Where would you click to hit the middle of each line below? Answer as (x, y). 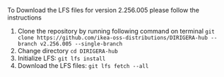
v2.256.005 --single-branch (81, 44)
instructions (25, 17)
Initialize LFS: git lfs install (61, 58)
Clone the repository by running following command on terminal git (116, 31)
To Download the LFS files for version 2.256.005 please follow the (104, 10)
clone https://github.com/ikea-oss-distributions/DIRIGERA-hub (113, 38)
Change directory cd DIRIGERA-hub (67, 51)
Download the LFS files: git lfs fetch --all (83, 65)
